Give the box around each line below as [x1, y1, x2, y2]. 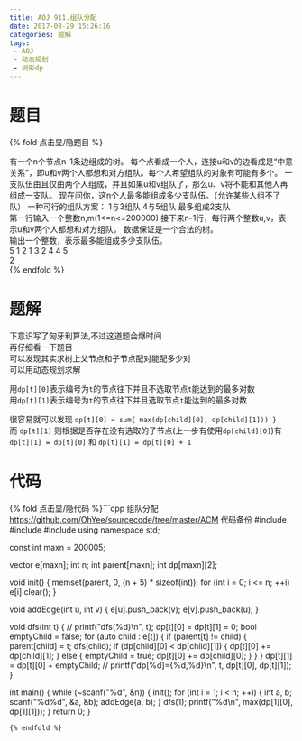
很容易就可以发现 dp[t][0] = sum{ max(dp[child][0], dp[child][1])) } [9, 413, 277, 424]
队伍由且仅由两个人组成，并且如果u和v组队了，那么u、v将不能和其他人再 [16, 178, 288, 190]
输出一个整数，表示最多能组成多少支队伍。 [9, 235, 168, 245]
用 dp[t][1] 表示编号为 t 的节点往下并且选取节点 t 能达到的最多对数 [9, 394, 248, 405]
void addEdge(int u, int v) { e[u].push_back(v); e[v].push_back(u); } [9, 604, 260, 615]
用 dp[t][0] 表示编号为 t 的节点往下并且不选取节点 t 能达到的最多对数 [9, 383, 255, 394]
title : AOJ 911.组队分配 [9, 13, 97, 23]
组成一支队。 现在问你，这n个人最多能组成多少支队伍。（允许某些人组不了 [9, 190, 281, 200]
